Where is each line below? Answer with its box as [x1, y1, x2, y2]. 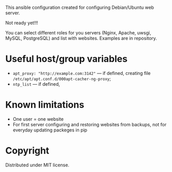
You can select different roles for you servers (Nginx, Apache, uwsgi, [5, 30, 151, 35]
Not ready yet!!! [5, 20, 39, 26]
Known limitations [5, 99, 85, 111]
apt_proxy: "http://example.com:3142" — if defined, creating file [12, 70, 151, 76]
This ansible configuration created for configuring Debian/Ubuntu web [5, 5, 154, 10]
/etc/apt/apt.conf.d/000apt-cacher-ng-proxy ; [12, 75, 111, 82]
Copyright [5, 145, 50, 157]
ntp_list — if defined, [12, 81, 60, 87]
